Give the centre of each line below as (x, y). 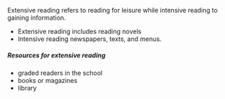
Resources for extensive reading (56, 55)
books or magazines (48, 80)
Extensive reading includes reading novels (79, 31)
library (27, 88)
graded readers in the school (60, 73)
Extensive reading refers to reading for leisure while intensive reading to (112, 10)
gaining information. (37, 18)
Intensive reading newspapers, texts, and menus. (89, 39)
